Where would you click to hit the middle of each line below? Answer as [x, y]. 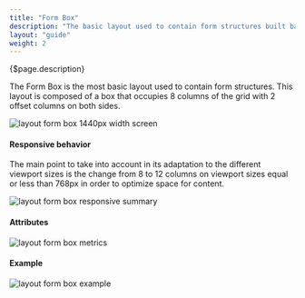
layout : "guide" [40, 35]
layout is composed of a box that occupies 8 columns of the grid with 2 [143, 96]
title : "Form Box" [44, 18]
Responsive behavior [50, 144]
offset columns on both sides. [65, 106]
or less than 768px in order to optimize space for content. [117, 184]
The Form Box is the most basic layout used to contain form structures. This [151, 86]
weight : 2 [28, 43]
